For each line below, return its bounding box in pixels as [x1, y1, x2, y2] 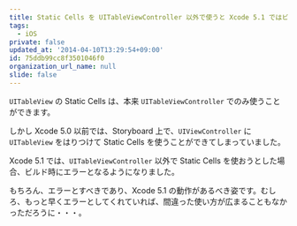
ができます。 [9, 107, 56, 117]
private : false [9, 37, 65, 47]
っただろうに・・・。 [9, 207, 87, 217]
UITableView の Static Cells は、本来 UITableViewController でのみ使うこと [9, 95, 281, 106]
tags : [9, 21, 29, 30]
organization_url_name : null [9, 63, 117, 72]
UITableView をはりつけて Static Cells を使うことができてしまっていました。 [9, 136, 286, 147]
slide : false [9, 71, 57, 79]
